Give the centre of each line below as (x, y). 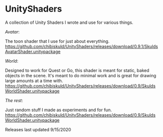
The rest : (14, 100)
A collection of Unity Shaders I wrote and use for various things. (69, 22)
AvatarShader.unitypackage (33, 51)
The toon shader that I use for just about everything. (57, 41)
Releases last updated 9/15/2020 (38, 129)
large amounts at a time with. (34, 81)
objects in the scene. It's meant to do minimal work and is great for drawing (81, 75)
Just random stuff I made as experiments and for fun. (58, 110)
